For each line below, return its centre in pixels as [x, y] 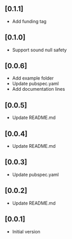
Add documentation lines [39, 89]
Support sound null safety [39, 50]
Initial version [26, 231]
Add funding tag [29, 21]
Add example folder [33, 78]
